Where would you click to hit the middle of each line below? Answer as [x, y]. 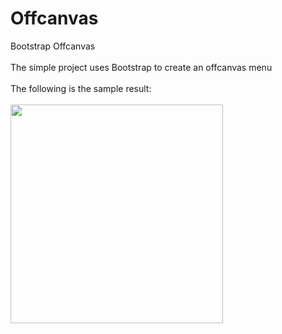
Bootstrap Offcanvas [53, 46]
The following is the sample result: [81, 88]
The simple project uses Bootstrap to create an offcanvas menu [141, 67]
